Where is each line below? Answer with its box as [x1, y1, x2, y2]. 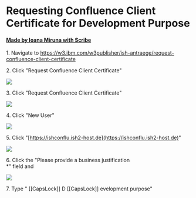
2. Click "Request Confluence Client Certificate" [6, 67, 122, 74]
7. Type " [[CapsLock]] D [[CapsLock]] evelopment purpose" [6, 185, 153, 192]
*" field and [6, 163, 34, 170]
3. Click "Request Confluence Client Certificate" [6, 89, 122, 96]
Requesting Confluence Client [6, 4, 156, 18]
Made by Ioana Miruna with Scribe [6, 36, 92, 43]
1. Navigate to [6, 49, 39, 56]
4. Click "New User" [6, 112, 55, 119]
